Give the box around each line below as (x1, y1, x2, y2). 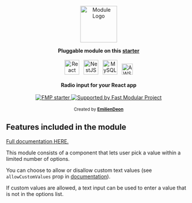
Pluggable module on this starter (58, 47, 140, 54)
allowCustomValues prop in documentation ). (6, 173, 110, 180)
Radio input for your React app (60, 82, 137, 88)
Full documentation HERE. (6, 137, 69, 144)
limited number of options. (6, 155, 70, 162)
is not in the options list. (6, 190, 64, 197)
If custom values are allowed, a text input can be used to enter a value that (6, 184, 187, 191)
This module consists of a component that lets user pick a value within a (6, 149, 181, 156)
